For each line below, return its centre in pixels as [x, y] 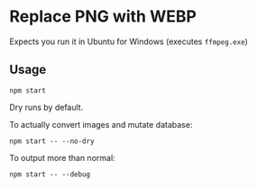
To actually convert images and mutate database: [101, 124]
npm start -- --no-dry [52, 141]
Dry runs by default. [46, 107]
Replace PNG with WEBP [103, 17]
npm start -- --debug [50, 174]
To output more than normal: [62, 157]
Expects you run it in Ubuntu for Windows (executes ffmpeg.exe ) [128, 41]
